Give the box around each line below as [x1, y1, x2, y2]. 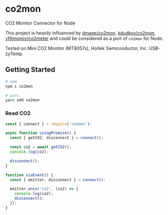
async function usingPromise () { [5, 131, 76, 136]
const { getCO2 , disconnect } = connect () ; [10, 135, 103, 140]
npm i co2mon [5, 84, 33, 89]
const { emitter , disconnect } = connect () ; [10, 177, 106, 182]
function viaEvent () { [5, 172, 53, 178]
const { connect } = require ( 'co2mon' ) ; [5, 121, 93, 127]
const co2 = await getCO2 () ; [10, 145, 72, 150]
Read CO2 [5, 110, 31, 117]
